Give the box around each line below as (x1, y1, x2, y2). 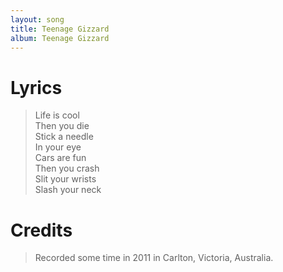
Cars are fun (34, 152, 87, 164)
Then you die (34, 120, 90, 132)
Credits (10, 219, 73, 241)
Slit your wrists (34, 173, 97, 185)
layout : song (10, 14, 65, 25)
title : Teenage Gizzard (10, 24, 110, 34)
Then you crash (34, 162, 100, 175)
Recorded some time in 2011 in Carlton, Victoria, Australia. (34, 252, 274, 264)
